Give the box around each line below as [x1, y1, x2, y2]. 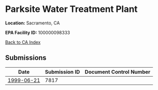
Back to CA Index [5, 39, 41, 45]
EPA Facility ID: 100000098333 [5, 29, 70, 35]
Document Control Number [84, 68, 151, 75]
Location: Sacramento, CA [5, 20, 60, 26]
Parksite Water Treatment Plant [5, 3, 138, 15]
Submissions [5, 54, 46, 62]
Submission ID [44, 68, 80, 75]
